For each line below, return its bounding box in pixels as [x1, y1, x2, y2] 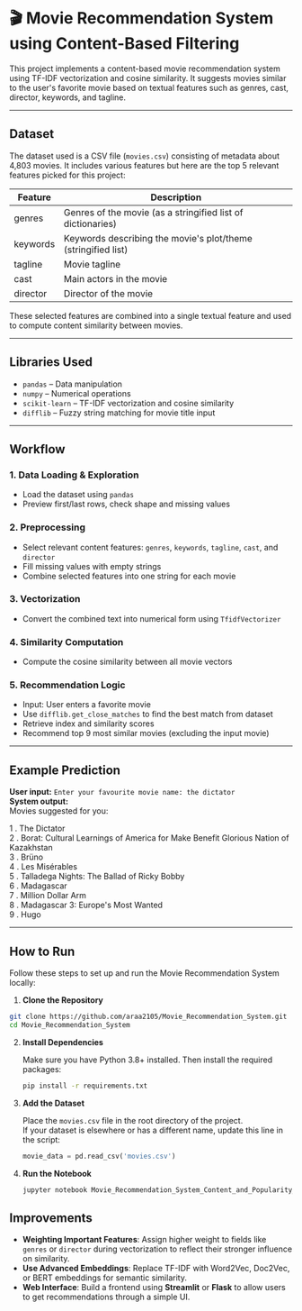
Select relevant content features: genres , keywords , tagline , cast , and [22, 542, 279, 552]
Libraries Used [9, 354, 93, 370]
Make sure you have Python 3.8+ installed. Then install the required [22, 1054, 272, 1065]
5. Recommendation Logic [9, 678, 126, 691]
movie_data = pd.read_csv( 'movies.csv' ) [22, 1152, 176, 1161]
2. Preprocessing [9, 521, 86, 533]
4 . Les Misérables [9, 861, 78, 872]
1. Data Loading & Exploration [9, 469, 139, 481]
